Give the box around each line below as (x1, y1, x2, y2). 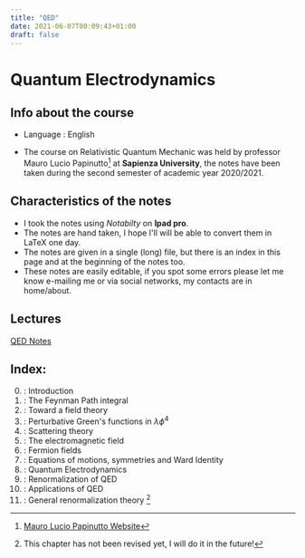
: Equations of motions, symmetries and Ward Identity (23, 455, 224, 466)
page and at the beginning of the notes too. (23, 255, 186, 267)
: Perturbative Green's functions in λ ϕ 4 (23, 414, 169, 427)
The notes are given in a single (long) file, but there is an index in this (23, 246, 281, 257)
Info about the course (10, 105, 135, 120)
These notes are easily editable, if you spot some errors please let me (23, 265, 284, 276)
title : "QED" (10, 13, 60, 23)
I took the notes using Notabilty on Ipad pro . (23, 217, 189, 228)
